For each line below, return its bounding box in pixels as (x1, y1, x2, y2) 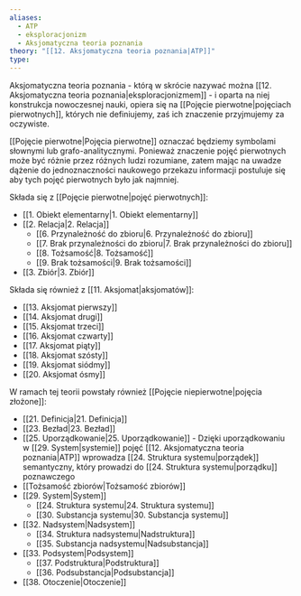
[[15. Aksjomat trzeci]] (22, 321, 105, 331)
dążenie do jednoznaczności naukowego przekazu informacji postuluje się (9, 164, 286, 175)
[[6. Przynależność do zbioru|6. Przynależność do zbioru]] (35, 228, 254, 239)
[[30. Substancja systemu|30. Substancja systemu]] (35, 509, 229, 520)
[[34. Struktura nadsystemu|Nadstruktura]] (35, 529, 196, 539)
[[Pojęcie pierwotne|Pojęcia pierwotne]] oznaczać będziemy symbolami (9, 136, 277, 146)
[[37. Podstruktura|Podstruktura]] (35, 557, 160, 568)
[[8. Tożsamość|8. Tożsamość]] (35, 247, 154, 258)
